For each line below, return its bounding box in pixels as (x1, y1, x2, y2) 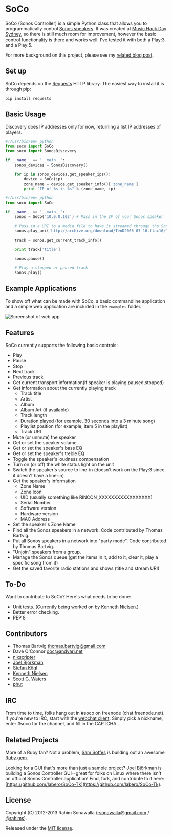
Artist (20, 395, 32, 402)
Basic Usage (5, 110, 46, 119)
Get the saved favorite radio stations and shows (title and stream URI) (12, 565, 160, 571)
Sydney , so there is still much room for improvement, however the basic (5, 31, 157, 37)
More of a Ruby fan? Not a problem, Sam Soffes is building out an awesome (5, 749, 165, 755)
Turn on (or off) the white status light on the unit (12, 461, 114, 467)
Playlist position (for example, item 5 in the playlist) (20, 423, 128, 429)
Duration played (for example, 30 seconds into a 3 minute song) (20, 417, 155, 424)
